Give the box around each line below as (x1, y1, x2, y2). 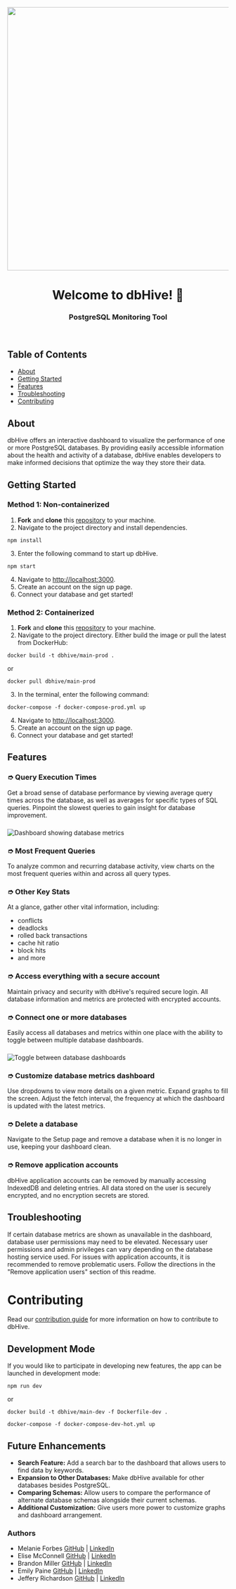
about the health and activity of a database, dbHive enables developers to (7, 451, 221, 459)
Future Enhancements (7, 1440, 107, 1452)
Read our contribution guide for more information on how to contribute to (7, 1315, 219, 1323)
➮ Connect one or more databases (7, 1012, 127, 1022)
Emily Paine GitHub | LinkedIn (17, 1567, 103, 1575)
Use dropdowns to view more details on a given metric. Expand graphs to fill (7, 1087, 228, 1095)
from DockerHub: (17, 639, 68, 647)
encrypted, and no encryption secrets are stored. (7, 1191, 150, 1199)
